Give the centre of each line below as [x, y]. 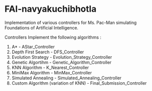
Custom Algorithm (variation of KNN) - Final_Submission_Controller [79, 83]
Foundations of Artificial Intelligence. [42, 27]
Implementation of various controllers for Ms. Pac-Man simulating [71, 23]
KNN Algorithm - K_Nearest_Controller [50, 68]
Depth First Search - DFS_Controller [48, 52]
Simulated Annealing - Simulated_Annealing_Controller [66, 78]
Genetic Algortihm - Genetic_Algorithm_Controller [62, 62]
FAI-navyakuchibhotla [51, 9]
